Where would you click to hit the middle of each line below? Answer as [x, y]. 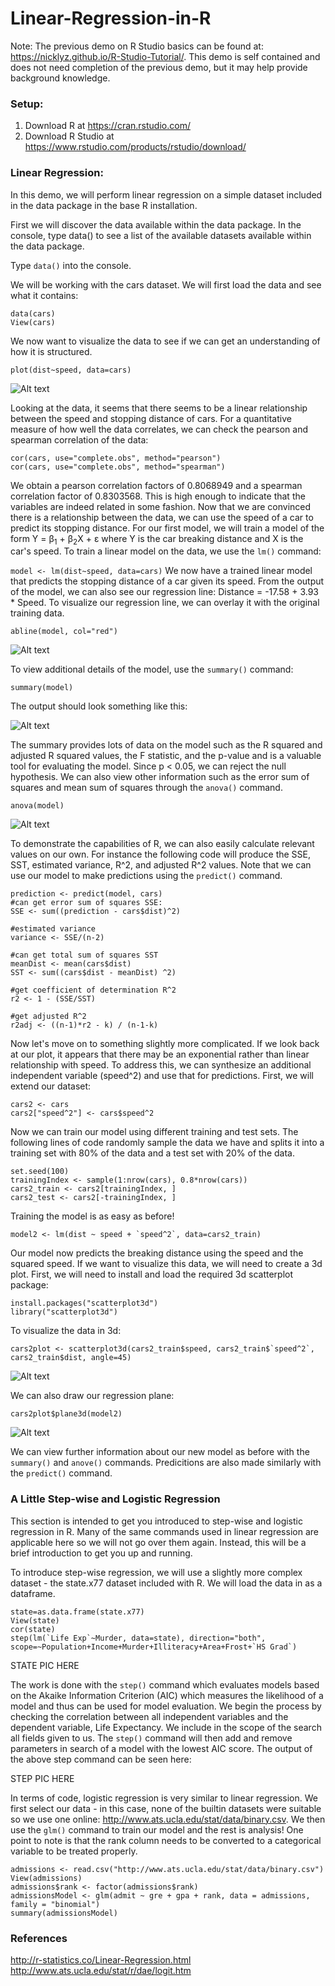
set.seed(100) [40, 1172]
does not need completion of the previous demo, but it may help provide [159, 67]
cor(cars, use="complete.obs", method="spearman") [118, 467]
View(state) [35, 1620]
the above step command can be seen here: [101, 1759]
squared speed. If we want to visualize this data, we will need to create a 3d [166, 1264]
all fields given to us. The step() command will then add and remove [151, 1738]
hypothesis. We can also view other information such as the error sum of [160, 777]
